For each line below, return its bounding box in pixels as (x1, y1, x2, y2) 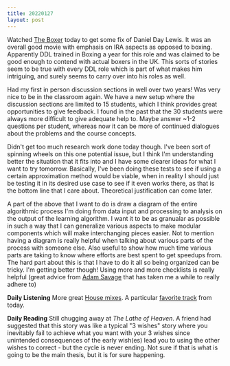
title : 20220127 (7, 10, 54, 17)
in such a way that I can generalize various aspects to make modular (7, 222, 201, 230)
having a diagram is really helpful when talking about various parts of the (7, 236, 214, 244)
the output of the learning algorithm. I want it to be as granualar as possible (7, 214, 220, 222)
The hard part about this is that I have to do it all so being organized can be (7, 258, 220, 266)
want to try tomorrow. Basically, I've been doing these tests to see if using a (7, 164, 222, 173)
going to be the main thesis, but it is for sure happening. (7, 350, 165, 358)
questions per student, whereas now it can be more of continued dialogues (7, 122, 220, 130)
